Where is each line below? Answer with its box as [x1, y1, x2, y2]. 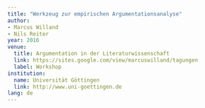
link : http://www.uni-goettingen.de [13, 83, 122, 90]
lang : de [7, 90, 33, 97]
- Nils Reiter [7, 30, 50, 38]
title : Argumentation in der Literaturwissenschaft [13, 50, 170, 58]
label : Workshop [13, 63, 62, 70]
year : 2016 [7, 37, 40, 44]
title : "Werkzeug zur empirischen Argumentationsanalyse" [7, 10, 182, 18]
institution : [7, 70, 46, 77]
